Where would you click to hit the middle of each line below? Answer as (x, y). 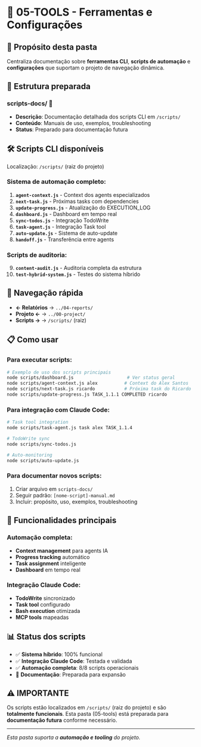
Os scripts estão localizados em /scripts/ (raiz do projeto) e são (86, 707)
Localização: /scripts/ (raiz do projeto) (55, 166)
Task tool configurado (43, 605)
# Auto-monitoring (30, 455)
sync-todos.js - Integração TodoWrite (62, 220)
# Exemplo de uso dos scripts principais (59, 372)
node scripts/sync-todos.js (42, 444)
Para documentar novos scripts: (54, 476)
